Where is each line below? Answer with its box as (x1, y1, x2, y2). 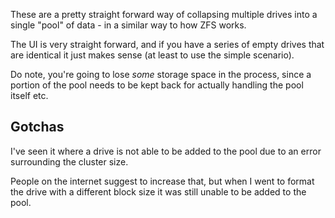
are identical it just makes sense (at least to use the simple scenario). (10, 49, 295, 61)
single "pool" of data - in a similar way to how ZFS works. (10, 19, 247, 31)
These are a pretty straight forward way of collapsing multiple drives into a (10, 9, 318, 20)
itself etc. (10, 90, 49, 101)
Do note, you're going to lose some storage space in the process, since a (10, 69, 312, 80)
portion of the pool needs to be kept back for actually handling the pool (10, 79, 304, 91)
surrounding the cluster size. (10, 155, 129, 168)
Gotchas (10, 119, 65, 136)
